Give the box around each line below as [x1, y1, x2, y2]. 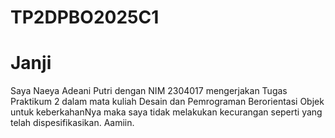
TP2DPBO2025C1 [10, 6, 160, 29]
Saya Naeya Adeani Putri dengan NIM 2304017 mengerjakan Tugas [10, 85, 288, 97]
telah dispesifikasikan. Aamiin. [10, 117, 135, 129]
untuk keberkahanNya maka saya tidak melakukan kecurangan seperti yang [10, 106, 323, 118]
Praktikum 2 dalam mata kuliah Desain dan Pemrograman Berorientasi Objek [10, 96, 325, 108]
